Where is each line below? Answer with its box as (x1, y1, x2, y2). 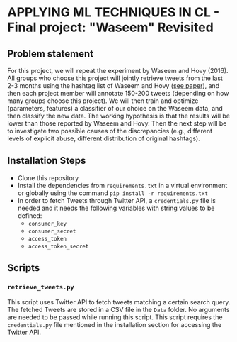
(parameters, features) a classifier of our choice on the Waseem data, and (7, 104, 223, 112)
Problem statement (7, 48, 94, 60)
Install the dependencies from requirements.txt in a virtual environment (17, 181, 228, 189)
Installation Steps (7, 155, 86, 167)
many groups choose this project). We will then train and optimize (7, 96, 199, 105)
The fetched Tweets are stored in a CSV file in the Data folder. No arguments (7, 305, 230, 314)
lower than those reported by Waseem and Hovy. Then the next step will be (7, 119, 227, 128)
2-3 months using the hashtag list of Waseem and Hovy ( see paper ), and (7, 82, 220, 89)
